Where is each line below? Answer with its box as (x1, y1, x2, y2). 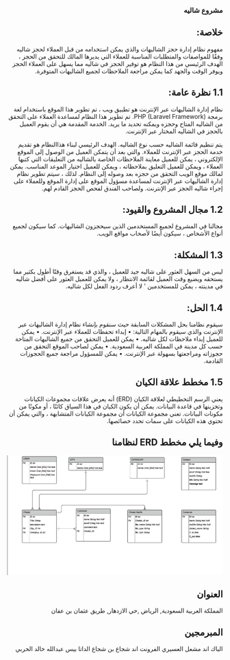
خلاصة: (196, 27, 223, 38)
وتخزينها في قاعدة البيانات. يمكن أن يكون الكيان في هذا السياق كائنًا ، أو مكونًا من (18, 402, 223, 410)
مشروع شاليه (183, 5, 223, 15)
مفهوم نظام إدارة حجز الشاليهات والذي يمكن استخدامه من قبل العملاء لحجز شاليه (16, 45, 223, 53)
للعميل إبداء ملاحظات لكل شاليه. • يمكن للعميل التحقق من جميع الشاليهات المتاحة (14, 334, 223, 343)
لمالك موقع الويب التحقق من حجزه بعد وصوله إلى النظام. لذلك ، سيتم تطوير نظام (16, 169, 223, 177)
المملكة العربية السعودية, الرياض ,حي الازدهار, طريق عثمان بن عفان (51, 606, 223, 615)
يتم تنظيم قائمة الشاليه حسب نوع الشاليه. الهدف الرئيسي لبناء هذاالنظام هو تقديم (18, 140, 223, 148)
